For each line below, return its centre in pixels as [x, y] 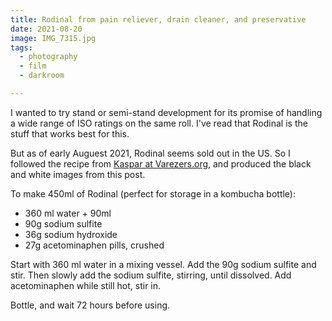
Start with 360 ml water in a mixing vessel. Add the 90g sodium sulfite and [163, 264]
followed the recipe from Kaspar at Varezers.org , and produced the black [161, 163]
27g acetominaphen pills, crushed [94, 245]
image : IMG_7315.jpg [53, 38]
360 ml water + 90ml [68, 213]
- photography [48, 57]
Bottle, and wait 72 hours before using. [90, 305]
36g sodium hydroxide [71, 234]
